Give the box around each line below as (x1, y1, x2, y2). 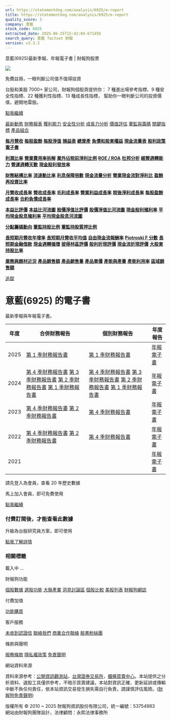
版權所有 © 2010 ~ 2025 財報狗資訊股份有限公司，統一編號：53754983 (5, 703, 155, 709)
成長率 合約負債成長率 (5, 195, 51, 201)
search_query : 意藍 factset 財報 (5, 36, 73, 41)
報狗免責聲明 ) (5, 693, 34, 699)
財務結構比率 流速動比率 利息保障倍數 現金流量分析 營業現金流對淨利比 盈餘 (5, 172, 163, 178)
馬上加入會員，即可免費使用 (5, 491, 64, 497)
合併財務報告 (40, 330, 71, 337)
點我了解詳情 (5, 538, 32, 544)
